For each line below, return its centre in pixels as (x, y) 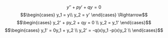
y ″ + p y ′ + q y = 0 (84, 7)
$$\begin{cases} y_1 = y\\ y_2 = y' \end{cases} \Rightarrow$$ (84, 15)
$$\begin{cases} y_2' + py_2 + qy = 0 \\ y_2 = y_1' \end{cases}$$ (84, 22)
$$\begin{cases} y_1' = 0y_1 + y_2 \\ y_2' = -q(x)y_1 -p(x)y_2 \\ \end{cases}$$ (84, 30)
